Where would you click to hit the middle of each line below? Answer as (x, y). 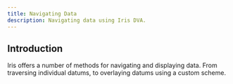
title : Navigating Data (42, 14)
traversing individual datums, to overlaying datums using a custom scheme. (117, 73)
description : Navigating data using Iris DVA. (77, 20)
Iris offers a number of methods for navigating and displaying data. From (112, 65)
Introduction (35, 49)
